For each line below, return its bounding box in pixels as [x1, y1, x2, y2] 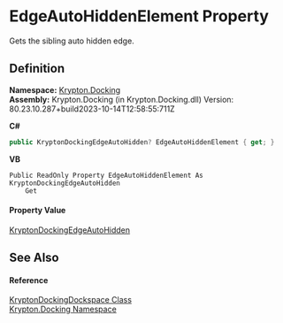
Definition [9, 61, 65, 76]
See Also [9, 250, 59, 265]
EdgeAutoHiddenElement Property [9, 6, 270, 27]
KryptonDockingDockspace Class [9, 295, 133, 305]
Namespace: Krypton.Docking [9, 84, 121, 95]
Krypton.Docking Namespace [9, 304, 117, 315]
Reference [9, 274, 49, 285]
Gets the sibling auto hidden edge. [9, 35, 134, 46]
